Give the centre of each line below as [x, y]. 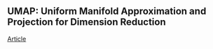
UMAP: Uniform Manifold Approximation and [107, 11]
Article [17, 39]
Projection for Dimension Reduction [87, 22]
